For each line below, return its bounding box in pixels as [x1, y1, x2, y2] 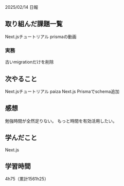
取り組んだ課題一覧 [5, 20, 63, 28]
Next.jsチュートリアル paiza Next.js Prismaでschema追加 [5, 88, 120, 94]
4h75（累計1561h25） [5, 176, 49, 182]
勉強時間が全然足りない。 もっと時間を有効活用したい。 [5, 118, 117, 124]
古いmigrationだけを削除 [5, 59, 54, 65]
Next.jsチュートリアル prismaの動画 [5, 34, 77, 39]
